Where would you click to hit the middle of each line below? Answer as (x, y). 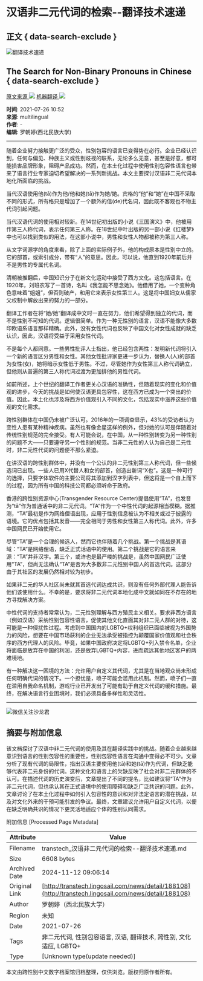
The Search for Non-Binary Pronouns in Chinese (99, 72)
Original (21, 885)
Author (19, 904)
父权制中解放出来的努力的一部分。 (49, 300)
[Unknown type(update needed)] (89, 956)
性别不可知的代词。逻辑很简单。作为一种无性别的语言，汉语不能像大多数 (107, 321)
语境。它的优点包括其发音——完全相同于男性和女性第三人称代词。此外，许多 (101, 521)
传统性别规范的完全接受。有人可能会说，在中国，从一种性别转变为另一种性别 (101, 435)
